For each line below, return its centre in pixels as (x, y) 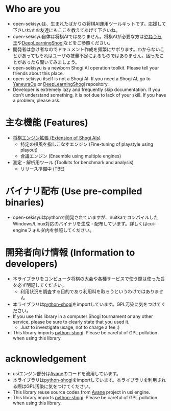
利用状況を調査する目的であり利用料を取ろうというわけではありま (90, 291)
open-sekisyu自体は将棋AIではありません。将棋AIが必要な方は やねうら (87, 36)
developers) (31, 264)
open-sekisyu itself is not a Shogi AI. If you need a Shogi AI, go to (81, 78)
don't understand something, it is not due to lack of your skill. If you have (89, 95)
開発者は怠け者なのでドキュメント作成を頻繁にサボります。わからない (86, 49)
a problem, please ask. (36, 100)
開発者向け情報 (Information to (70, 253)
